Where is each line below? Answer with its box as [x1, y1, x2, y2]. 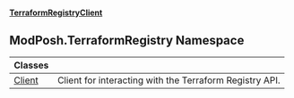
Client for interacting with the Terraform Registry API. [56, 74, 281, 86]
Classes [13, 59, 49, 71]
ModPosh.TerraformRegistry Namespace [9, 32, 245, 48]
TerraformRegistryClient [9, 7, 103, 18]
